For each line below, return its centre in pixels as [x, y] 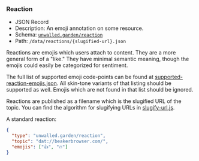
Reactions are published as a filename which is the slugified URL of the [94, 101]
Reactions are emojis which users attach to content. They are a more [91, 53]
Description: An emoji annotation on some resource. [79, 28]
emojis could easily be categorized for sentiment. [67, 65]
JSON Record [32, 22]
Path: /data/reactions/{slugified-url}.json [70, 41]
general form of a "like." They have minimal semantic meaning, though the [98, 59]
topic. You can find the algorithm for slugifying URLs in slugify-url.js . [91, 108]
